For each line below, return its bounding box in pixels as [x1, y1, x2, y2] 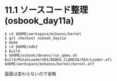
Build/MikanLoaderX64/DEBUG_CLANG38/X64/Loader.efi [4, 57, 112, 62]
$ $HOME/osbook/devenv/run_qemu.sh [4, 53, 77, 58]
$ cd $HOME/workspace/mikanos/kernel [4, 31, 82, 36]
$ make [4, 40, 18, 45]
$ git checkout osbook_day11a [4, 35, 67, 41]
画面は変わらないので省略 [4, 71, 56, 77]
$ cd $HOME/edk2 [4, 44, 38, 49]
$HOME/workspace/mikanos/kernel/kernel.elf [4, 61, 95, 66]
